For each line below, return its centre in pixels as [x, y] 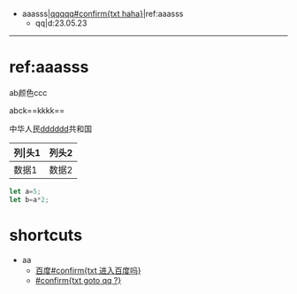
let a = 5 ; [25, 191]
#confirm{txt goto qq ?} [78, 280]
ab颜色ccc [28, 92]
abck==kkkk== [37, 110]
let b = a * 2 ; [29, 199]
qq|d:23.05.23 [61, 23]
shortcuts [46, 235]
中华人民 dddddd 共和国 [51, 128]
